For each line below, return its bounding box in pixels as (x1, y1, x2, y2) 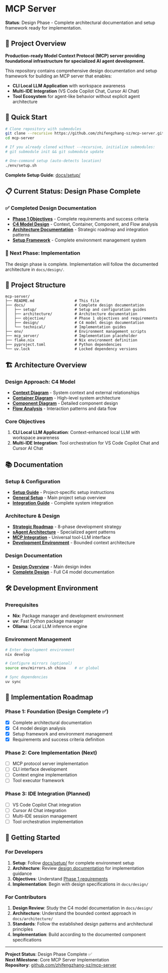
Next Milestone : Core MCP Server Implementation (5, 957, 109, 962)
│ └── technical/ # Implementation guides (5, 324, 126, 330)
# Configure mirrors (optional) (5, 661, 72, 666)
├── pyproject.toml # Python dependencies (5, 342, 122, 347)
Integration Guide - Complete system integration (12, 500, 113, 506)
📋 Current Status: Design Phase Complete (5, 187, 141, 195)
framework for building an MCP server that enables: (5, 73, 112, 79)
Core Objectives (5, 418, 45, 425)
